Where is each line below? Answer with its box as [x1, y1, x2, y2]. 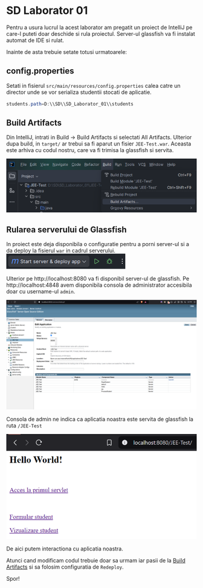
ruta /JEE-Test [6, 422, 42, 429]
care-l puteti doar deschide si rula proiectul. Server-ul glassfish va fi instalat [6, 30, 195, 37]
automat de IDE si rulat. [6, 36, 65, 44]
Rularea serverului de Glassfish [6, 224, 127, 235]
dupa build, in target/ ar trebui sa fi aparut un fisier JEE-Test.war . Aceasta [6, 140, 192, 147]
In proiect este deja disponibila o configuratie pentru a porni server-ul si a [6, 241, 189, 248]
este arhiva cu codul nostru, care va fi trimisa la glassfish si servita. [6, 147, 174, 154]
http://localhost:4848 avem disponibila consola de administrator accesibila [6, 281, 192, 289]
